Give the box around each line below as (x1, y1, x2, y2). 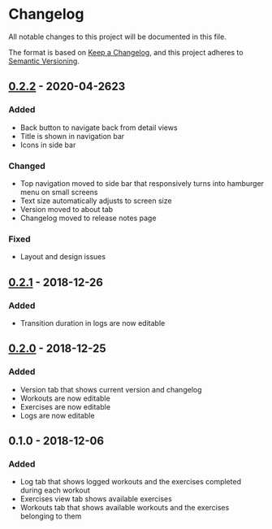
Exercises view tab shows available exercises (19, 494, 172, 504)
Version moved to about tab (19, 204, 114, 214)
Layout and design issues (19, 252, 106, 262)
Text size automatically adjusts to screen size (19, 196, 172, 206)
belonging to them (19, 511, 82, 521)
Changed (8, 160, 46, 171)
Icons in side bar (19, 140, 76, 150)
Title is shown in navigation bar (19, 131, 125, 141)
